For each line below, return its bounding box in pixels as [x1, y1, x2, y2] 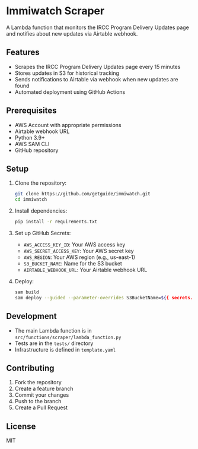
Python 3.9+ [14, 134, 46, 141]
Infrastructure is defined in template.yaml [14, 346, 116, 353]
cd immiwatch [14, 197, 47, 203]
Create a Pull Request [14, 404, 68, 411]
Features [6, 48, 40, 58]
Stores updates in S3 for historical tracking [14, 69, 120, 77]
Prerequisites [6, 106, 57, 116]
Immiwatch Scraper [6, 4, 105, 18]
